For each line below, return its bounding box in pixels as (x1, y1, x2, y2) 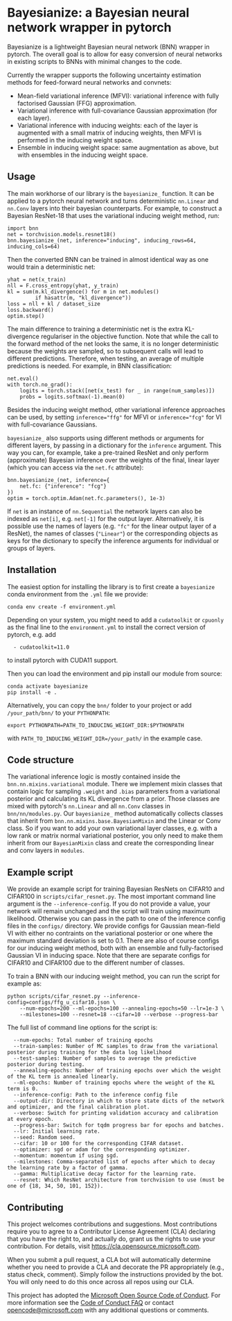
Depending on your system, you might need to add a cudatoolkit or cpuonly (7, 615, 224, 624)
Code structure (7, 754, 74, 765)
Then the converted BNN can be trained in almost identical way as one (7, 255, 209, 263)
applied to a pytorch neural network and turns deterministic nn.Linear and (7, 197, 219, 205)
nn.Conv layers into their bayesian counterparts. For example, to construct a (7, 203, 222, 213)
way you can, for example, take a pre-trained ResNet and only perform (7, 448, 209, 456)
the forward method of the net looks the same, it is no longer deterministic (7, 339, 220, 348)
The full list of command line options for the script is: (7, 1023, 158, 1032)
